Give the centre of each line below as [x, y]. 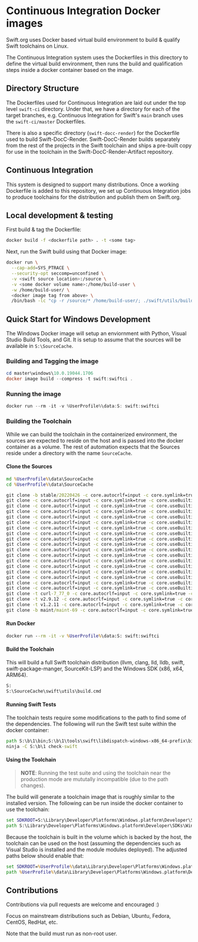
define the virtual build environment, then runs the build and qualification [94, 64]
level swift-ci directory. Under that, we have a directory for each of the [93, 109]
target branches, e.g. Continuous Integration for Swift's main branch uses [95, 115]
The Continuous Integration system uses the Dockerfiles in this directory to [97, 57]
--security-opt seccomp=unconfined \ [58, 274]
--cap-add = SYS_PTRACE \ [40, 268]
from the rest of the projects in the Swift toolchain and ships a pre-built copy [99, 145]
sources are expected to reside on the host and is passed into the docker [95, 440]
